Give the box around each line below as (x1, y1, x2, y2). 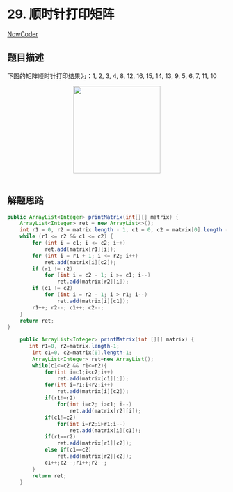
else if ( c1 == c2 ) (44, 447, 92, 454)
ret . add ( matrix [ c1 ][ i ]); (56, 375, 129, 382)
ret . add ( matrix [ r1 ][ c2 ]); (56, 440, 132, 447)
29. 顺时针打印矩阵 (7, 6, 115, 22)
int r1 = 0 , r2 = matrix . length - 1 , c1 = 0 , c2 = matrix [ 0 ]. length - (19, 226, 229, 233)
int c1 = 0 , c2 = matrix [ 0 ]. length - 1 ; (32, 349, 132, 356)
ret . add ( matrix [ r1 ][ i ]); (44, 245, 117, 253)
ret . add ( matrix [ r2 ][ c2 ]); (56, 453, 132, 460)
